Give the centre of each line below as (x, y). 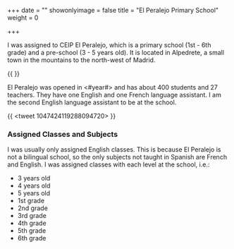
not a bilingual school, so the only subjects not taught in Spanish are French (117, 157)
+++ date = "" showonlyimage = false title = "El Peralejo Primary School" (113, 10)
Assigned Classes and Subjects (63, 134)
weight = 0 (23, 18)
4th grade (32, 223)
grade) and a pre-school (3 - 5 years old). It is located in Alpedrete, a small (116, 53)
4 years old (34, 186)
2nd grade (32, 208)
